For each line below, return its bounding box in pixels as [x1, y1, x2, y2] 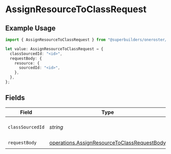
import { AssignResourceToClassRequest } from [5, 37, 106, 42]
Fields [5, 94, 25, 102]
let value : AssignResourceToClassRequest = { [5, 46, 103, 51]
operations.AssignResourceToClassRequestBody [49, 139, 166, 146]
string [49, 124, 64, 131]
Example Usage [5, 24, 56, 33]
